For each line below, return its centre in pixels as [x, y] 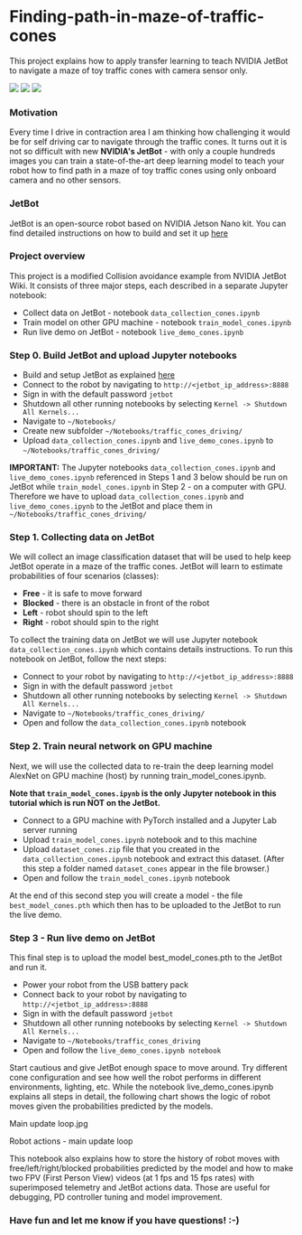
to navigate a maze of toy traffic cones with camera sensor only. [128, 70]
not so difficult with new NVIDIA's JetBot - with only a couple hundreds [142, 152]
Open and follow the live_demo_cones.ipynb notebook [122, 1051]
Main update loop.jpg [49, 1124]
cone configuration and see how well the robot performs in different [135, 1078]
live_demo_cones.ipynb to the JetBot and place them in [111, 506]
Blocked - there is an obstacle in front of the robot [116, 603]
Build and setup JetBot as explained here [99, 375]
